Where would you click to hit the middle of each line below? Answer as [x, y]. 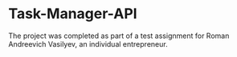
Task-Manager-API [73, 14]
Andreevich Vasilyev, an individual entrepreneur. [88, 44]
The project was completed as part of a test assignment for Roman [119, 36]
